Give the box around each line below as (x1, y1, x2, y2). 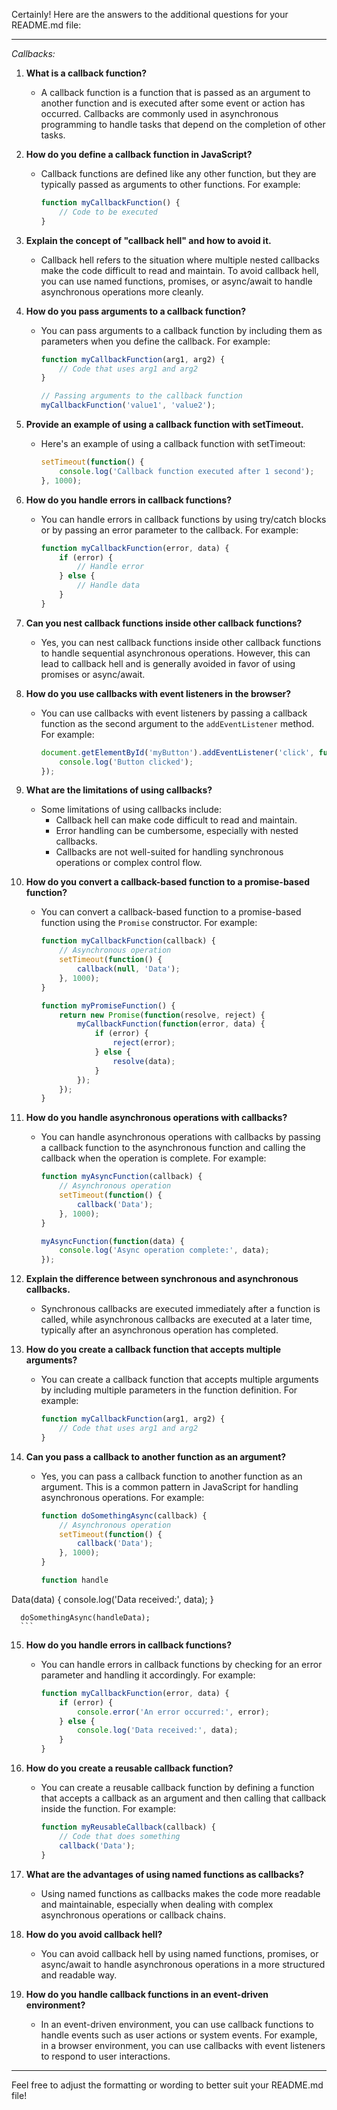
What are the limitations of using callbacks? (25, 784, 213, 796)
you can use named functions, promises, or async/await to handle (40, 275, 313, 287)
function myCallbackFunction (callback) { (40, 936, 216, 946)
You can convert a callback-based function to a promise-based (40, 906, 302, 918)
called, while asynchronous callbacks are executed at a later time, (40, 1314, 313, 1326)
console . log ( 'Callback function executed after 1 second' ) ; (59, 466, 315, 476)
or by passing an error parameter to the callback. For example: (40, 524, 299, 536)
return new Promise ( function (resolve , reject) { (59, 1010, 266, 1020)
